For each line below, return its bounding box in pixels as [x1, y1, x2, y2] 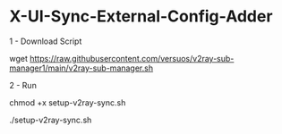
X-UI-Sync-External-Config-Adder [9, 6, 273, 27]
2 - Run [9, 80, 38, 90]
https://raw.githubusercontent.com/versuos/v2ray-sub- [30, 53, 235, 63]
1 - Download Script [9, 36, 82, 46]
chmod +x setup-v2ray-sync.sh [9, 96, 126, 108]
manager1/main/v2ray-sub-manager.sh [9, 63, 154, 73]
